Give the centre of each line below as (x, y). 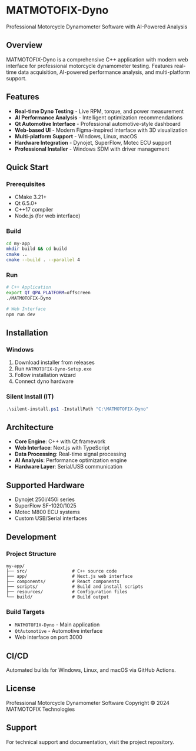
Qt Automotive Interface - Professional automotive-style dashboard (97, 123)
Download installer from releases (55, 363)
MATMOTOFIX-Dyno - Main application (57, 625)
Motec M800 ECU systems (47, 512)
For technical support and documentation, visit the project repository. (90, 742)
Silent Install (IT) (30, 396)
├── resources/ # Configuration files (67, 591)
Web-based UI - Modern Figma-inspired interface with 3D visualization (101, 130)
